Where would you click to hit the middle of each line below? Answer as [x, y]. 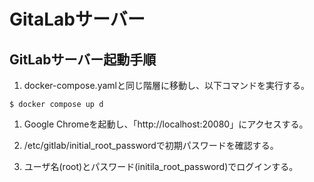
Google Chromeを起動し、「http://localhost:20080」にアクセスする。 [166, 124]
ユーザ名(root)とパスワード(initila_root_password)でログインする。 [161, 166]
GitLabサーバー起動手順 [83, 59]
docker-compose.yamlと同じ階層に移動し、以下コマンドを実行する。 [166, 85]
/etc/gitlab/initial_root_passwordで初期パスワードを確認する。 [151, 145]
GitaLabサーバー [77, 19]
